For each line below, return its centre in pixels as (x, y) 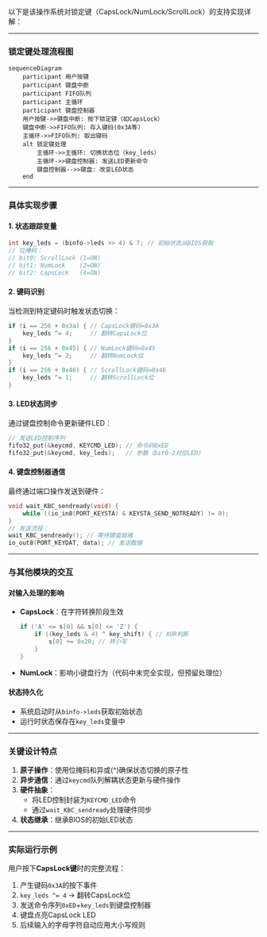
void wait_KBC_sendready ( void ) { (64, 506)
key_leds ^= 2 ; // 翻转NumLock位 (83, 356)
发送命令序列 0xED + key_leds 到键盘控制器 (85, 905)
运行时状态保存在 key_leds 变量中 (72, 721)
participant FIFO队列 (57, 94)
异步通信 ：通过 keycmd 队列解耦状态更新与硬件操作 (100, 780)
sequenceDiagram (35, 69)
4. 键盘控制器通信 (37, 472)
